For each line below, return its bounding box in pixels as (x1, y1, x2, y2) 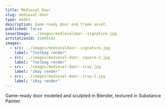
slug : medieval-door (5, 12, 49, 17)
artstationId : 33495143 (5, 36, 56, 41)
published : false (5, 26, 42, 32)
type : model (5, 17, 30, 22)
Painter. (5, 98, 21, 104)
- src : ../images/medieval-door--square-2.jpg (10, 55, 110, 60)
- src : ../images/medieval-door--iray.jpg (10, 64, 101, 69)
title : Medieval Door (5, 7, 51, 13)
